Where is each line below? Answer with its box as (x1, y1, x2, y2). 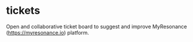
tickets (6, 4, 40, 17)
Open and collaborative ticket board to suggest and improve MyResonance (6, 23, 187, 30)
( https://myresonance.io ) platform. (6, 29, 89, 36)
